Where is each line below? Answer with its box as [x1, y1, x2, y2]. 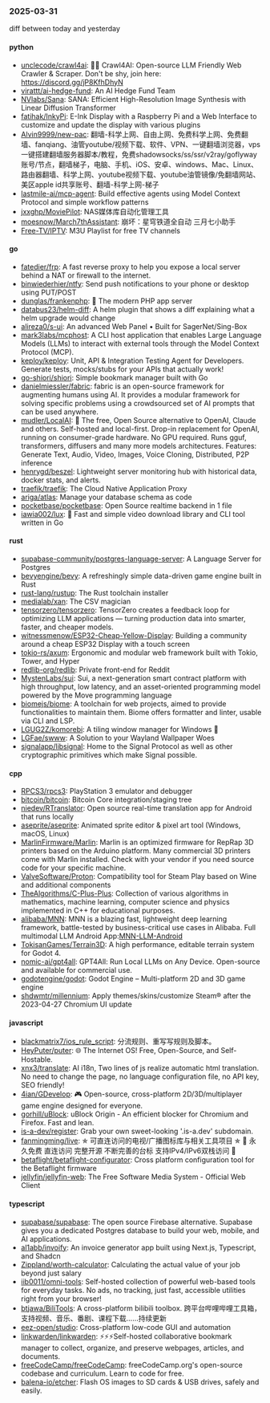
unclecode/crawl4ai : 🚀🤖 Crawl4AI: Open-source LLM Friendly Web [20, 60, 242, 70]
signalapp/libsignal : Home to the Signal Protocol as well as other [20, 741, 233, 751]
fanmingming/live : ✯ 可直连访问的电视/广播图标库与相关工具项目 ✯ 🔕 [20, 1136, 248, 1145]
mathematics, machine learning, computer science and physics [20, 897, 231, 907]
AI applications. [20, 1234, 72, 1243]
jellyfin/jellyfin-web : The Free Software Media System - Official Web [20, 1172, 247, 1181]
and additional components [20, 880, 111, 890]
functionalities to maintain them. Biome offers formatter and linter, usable [20, 707, 262, 717]
